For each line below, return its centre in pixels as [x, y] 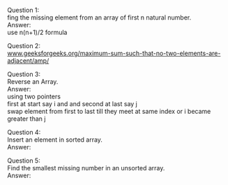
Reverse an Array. [33, 82]
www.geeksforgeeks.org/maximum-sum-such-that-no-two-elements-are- [114, 53]
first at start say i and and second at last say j [73, 104]
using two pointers [34, 96]
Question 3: [24, 74]
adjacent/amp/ [28, 61]
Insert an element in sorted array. [55, 140]
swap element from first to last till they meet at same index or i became [109, 111]
